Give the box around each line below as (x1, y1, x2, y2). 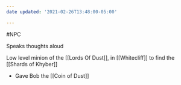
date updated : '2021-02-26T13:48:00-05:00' (6, 8, 118, 15)
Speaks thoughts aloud (6, 42, 64, 49)
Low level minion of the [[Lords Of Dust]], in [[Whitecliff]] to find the (6, 54, 175, 61)
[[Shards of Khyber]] (6, 60, 58, 68)
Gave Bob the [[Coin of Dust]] (14, 72, 89, 79)
